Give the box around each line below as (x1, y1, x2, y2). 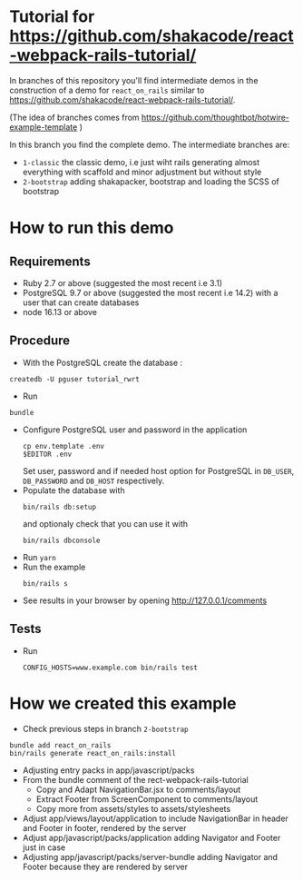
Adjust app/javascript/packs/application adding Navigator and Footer (22, 832, 281, 843)
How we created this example (9, 693, 237, 714)
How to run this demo (9, 218, 174, 238)
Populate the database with (22, 484, 125, 496)
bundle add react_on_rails (9, 740, 112, 750)
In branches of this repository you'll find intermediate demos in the (9, 74, 259, 85)
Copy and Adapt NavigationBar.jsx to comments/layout (35, 784, 241, 795)
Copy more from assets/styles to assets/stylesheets (35, 803, 231, 814)
